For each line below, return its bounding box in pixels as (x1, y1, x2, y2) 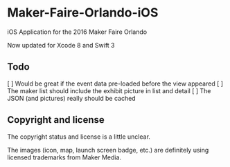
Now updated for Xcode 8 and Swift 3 (7, 41, 116, 49)
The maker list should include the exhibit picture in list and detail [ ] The (7, 86, 211, 95)
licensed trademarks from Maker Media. (7, 153, 122, 161)
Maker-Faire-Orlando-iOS (7, 5, 159, 21)
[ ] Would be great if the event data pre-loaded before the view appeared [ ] (7, 79, 224, 88)
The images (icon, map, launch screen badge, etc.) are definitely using (7, 146, 209, 154)
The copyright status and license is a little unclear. (7, 132, 151, 141)
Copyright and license (7, 114, 105, 126)
